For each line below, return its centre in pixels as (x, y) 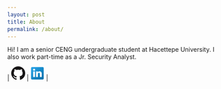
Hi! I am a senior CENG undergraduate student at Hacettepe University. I (111, 50)
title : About (26, 22)
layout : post (26, 14)
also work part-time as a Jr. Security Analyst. (72, 57)
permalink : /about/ (36, 29)
